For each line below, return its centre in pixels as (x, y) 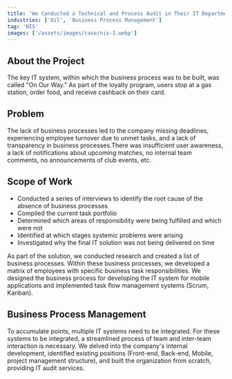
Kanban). (20, 293)
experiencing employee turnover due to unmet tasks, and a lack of (101, 138)
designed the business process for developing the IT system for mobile (108, 278)
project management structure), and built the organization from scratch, (109, 360)
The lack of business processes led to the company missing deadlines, (108, 130)
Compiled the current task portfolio (67, 213)
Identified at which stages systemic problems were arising (100, 235)
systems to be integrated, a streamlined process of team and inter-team (109, 338)
